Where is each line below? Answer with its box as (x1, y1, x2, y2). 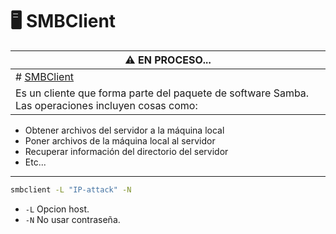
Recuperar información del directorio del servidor (24, 145, 229, 157)
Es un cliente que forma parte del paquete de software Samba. (15, 86, 310, 100)
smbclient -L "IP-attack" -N (10, 184, 132, 195)
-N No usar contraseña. (24, 213, 121, 225)
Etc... (24, 156, 47, 168)
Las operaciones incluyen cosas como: (15, 98, 198, 112)
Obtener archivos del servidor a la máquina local (24, 124, 225, 136)
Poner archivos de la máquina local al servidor (24, 134, 216, 147)
